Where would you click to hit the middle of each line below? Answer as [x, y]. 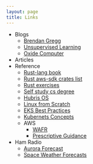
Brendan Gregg [42, 41]
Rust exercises [41, 85]
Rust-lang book [42, 72]
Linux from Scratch [47, 104]
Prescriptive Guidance [60, 135]
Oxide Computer [44, 53]
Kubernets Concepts [49, 116]
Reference [27, 66]
